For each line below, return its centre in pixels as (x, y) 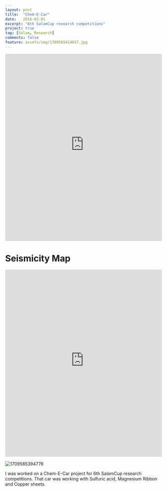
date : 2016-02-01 (25, 19)
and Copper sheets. (25, 484)
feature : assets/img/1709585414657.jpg (46, 42)
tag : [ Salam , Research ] (30, 33)
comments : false (22, 38)
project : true (20, 28)
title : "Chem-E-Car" (28, 14)
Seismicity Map (38, 258)
